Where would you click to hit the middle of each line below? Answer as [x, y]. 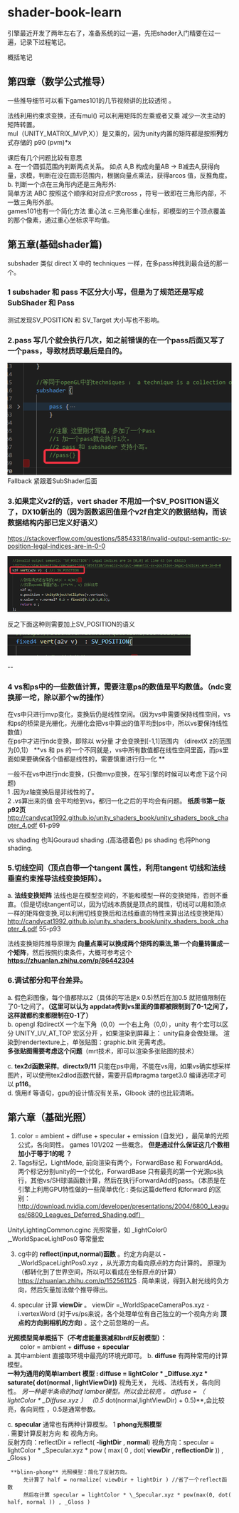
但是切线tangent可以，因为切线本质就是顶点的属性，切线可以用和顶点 [124, 904]
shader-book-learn [65, 12]
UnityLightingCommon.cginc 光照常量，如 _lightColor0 [87, 1230]
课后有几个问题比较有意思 [45, 157]
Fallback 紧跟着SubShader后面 [52, 481]
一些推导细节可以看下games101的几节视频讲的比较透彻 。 [91, 100]
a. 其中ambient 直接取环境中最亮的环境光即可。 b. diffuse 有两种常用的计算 [118, 1356]
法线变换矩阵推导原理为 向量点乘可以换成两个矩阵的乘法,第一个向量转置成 [115, 943]
